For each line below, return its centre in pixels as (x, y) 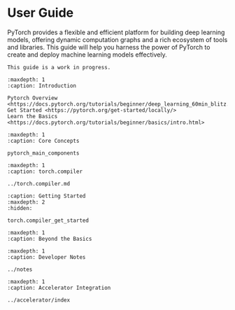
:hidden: (20, 208)
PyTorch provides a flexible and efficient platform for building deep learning (116, 32)
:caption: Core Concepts (43, 141)
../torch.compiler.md (39, 183)
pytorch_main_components (43, 153)
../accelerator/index (39, 300)
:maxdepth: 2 (26, 202)
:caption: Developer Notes (47, 257)
